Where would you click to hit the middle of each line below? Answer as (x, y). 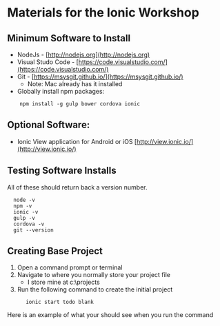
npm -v (23, 206)
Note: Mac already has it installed (75, 84)
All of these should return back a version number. (77, 187)
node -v (24, 200)
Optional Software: (49, 125)
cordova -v (29, 224)
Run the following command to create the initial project (95, 289)
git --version (33, 230)
